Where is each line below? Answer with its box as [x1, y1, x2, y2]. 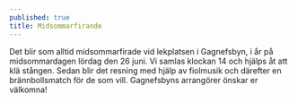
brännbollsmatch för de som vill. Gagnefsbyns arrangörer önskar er [9, 74, 258, 85]
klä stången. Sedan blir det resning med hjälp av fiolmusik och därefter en [9, 64, 283, 76]
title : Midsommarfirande [9, 21, 102, 30]
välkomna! [9, 84, 48, 95]
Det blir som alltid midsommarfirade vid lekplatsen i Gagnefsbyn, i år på [9, 46, 274, 56]
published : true [9, 13, 70, 22]
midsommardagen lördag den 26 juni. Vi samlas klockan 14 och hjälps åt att [9, 55, 288, 66]
